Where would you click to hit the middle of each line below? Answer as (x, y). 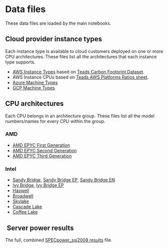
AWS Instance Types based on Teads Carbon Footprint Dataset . (78, 72)
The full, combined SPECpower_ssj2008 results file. (59, 240)
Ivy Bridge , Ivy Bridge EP (38, 185)
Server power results (40, 228)
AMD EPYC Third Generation (42, 156)
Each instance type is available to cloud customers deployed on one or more (84, 51)
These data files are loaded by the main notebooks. (58, 23)
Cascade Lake (27, 207)
